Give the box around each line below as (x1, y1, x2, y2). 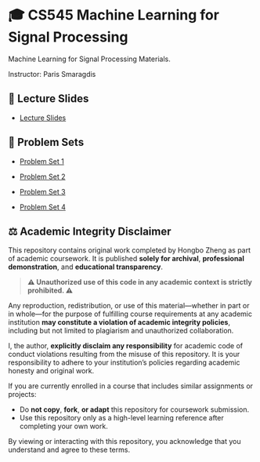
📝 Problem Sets (8, 136, 85, 149)
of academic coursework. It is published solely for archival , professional (8, 254, 245, 264)
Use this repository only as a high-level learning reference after (19, 413, 225, 423)
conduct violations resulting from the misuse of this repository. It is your (8, 350, 240, 359)
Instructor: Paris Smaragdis (8, 69, 96, 78)
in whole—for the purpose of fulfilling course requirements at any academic (8, 309, 253, 318)
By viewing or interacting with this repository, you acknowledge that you (8, 437, 241, 446)
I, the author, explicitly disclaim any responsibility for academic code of (8, 341, 244, 351)
